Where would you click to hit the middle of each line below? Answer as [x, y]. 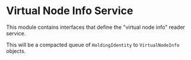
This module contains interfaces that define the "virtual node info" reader [96, 27]
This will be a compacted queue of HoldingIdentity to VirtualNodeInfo [93, 45]
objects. [16, 51]
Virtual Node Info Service [70, 11]
